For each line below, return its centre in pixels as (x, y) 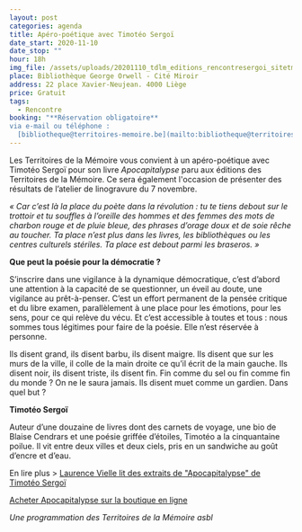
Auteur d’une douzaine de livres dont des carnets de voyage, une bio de (143, 427)
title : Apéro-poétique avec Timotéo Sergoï (92, 34)
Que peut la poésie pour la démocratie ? (85, 262)
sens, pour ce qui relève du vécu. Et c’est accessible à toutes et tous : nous (148, 317)
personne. (28, 336)
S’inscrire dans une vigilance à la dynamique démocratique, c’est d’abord (145, 279)
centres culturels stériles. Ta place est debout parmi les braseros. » (134, 244)
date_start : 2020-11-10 (54, 43)
